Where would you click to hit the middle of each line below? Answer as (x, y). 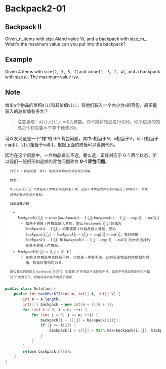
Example (19, 60)
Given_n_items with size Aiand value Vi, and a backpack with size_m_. (76, 39)
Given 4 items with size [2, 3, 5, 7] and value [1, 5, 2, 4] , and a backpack (83, 71)
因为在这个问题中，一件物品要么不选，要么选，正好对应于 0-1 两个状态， (79, 155)
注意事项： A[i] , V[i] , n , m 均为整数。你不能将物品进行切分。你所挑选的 (86, 121)
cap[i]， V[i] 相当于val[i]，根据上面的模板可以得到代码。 (62, 145)
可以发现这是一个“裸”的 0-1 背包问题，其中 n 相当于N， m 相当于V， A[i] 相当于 (82, 138)
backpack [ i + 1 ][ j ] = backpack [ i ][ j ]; (80, 320)
